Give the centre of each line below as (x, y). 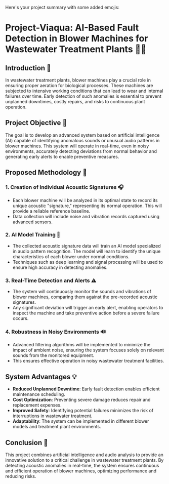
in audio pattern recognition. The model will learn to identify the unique (87, 251)
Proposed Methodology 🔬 (46, 172)
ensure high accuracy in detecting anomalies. (60, 267)
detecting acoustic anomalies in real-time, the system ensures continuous (82, 466)
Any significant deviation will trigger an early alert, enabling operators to (88, 308)
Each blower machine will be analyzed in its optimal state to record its (85, 200)
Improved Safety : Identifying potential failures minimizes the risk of (83, 411)
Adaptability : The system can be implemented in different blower (81, 421)
